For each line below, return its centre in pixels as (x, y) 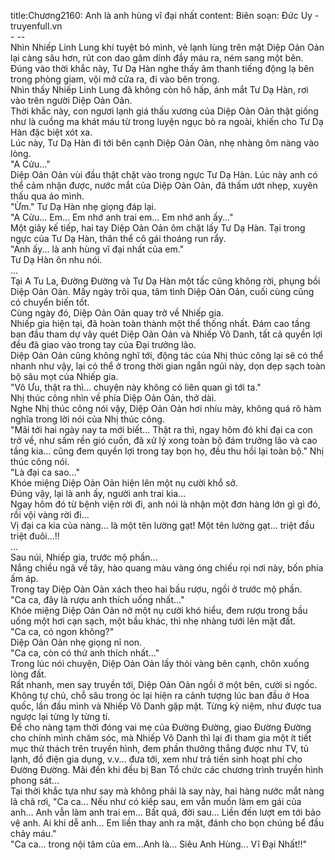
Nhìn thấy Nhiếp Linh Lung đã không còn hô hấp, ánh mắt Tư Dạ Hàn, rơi (159, 89)
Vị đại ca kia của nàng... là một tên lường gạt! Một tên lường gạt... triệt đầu (162, 525)
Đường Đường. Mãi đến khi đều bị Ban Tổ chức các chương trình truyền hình (167, 769)
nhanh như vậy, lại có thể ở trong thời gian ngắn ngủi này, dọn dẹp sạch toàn (168, 366)
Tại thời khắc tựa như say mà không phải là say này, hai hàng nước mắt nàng (167, 791)
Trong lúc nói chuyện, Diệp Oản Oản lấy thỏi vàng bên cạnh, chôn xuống (160, 663)
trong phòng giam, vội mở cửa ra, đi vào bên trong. (115, 79)
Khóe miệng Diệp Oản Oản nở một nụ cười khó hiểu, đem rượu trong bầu (159, 610)
